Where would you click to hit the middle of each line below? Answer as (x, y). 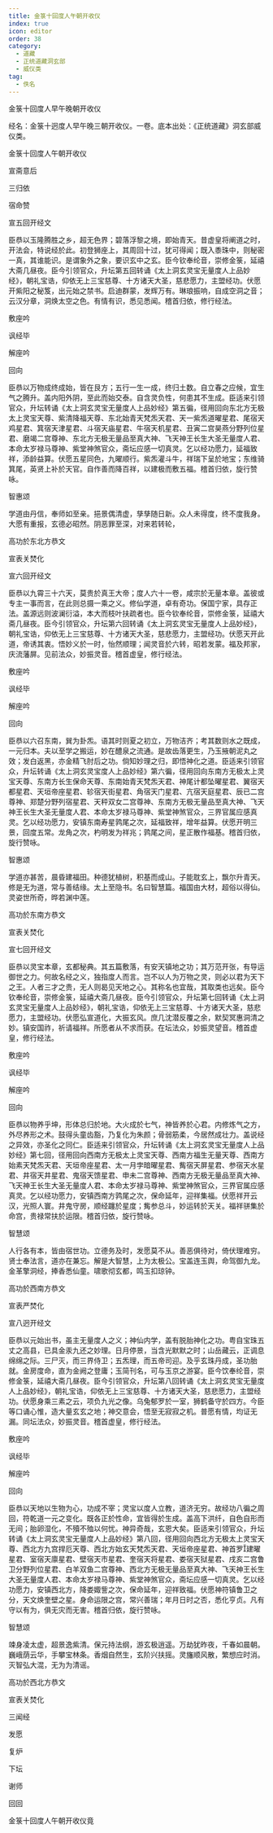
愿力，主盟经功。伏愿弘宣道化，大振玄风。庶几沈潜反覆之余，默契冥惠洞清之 (136, 1017)
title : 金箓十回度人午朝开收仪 (54, 16)
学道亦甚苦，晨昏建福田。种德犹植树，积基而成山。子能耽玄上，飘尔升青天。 (136, 877)
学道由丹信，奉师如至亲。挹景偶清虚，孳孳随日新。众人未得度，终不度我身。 (136, 513)
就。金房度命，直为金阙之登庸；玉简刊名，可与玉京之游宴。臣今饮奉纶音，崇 (136, 1370)
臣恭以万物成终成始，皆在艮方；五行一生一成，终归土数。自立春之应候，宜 (133, 387)
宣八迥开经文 (30, 1322)
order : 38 (25, 39)
